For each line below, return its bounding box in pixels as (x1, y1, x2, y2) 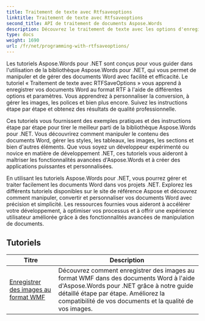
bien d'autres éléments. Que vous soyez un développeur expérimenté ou (6, 143, 189, 150)
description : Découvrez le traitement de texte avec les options (6, 26, 176, 32)
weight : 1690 (6, 37, 40, 43)
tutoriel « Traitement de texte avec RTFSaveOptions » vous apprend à (6, 79, 181, 86)
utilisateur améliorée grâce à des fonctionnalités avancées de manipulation (6, 213, 195, 221)
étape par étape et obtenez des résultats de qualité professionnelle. (6, 105, 177, 113)
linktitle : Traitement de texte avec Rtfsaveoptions (6, 15, 143, 21)
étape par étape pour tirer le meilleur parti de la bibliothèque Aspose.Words (6, 124, 196, 131)
